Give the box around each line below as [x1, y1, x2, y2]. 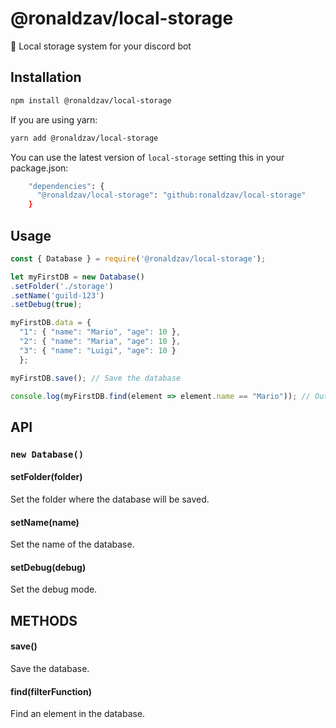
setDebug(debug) [10, 561, 87, 573]
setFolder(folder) [10, 471, 83, 483]
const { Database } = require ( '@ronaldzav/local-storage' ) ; [10, 253, 267, 264]
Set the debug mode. [10, 583, 98, 596]
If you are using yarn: [10, 113, 98, 126]
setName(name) [10, 516, 80, 528]
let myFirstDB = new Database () [10, 272, 145, 282]
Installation [10, 69, 82, 86]
